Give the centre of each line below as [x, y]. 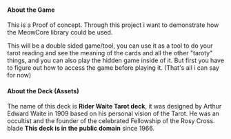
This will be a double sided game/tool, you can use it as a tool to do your [110, 46]
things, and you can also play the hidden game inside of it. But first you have [116, 61]
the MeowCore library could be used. [60, 33]
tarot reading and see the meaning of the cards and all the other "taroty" [110, 53]
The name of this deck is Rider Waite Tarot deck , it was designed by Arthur [114, 106]
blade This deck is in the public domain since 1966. [81, 129]
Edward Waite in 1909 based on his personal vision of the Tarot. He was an [113, 113]
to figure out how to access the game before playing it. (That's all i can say [113, 68]
